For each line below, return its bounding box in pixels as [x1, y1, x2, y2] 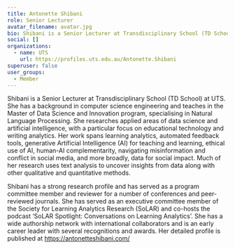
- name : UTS [13, 50, 49, 57]
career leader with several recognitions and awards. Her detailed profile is [7, 227, 221, 235]
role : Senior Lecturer [7, 17, 73, 24]
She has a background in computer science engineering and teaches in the [7, 102, 224, 111]
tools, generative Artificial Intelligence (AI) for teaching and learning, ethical [7, 139, 225, 148]
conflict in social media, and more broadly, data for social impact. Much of [7, 154, 222, 162]
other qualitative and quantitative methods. [7, 169, 131, 177]
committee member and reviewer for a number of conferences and [7, 190, 200, 198]
